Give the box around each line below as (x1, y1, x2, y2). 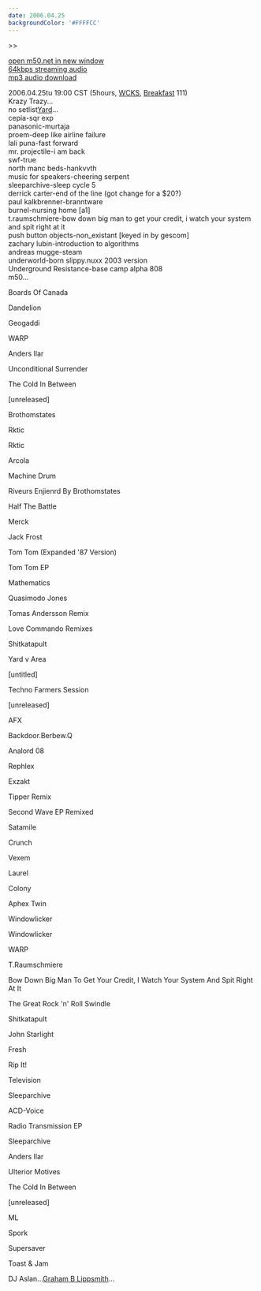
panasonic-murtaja (8, 121, 70, 131)
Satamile (8, 822, 37, 832)
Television (8, 1075, 42, 1084)
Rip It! (8, 1060, 28, 1069)
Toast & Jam (8, 1259, 49, 1268)
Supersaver (8, 1243, 46, 1252)
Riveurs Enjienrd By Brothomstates (8, 486, 121, 495)
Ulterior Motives (8, 1166, 61, 1176)
